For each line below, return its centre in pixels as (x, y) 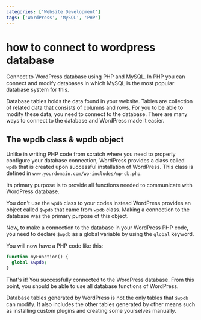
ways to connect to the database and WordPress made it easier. (85, 121)
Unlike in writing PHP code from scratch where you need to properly (91, 154)
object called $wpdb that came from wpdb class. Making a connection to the (98, 210)
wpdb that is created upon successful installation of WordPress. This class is (100, 167)
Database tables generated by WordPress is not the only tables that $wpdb (97, 298)
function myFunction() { (37, 257)
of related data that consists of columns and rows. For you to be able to (95, 108)
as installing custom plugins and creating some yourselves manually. (91, 310)
